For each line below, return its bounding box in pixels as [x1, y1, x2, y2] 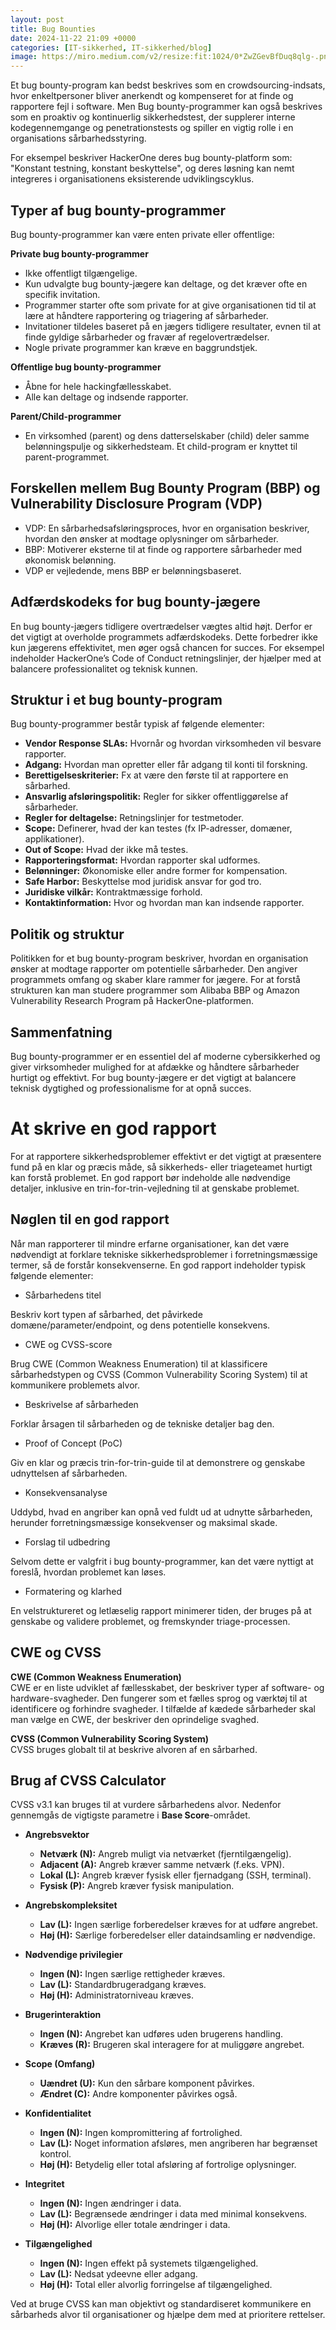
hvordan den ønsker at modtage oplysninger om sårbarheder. [24, 532, 279, 545]
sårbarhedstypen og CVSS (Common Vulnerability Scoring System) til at [10, 1368, 308, 1380]
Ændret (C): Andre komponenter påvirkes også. [39, 2088, 238, 2100]
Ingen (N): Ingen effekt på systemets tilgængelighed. [39, 2257, 259, 2270]
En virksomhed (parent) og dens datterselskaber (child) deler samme [24, 429, 310, 441]
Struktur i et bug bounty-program [10, 691, 223, 708]
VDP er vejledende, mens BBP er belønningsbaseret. [24, 564, 242, 576]
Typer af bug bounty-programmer [10, 202, 227, 219]
